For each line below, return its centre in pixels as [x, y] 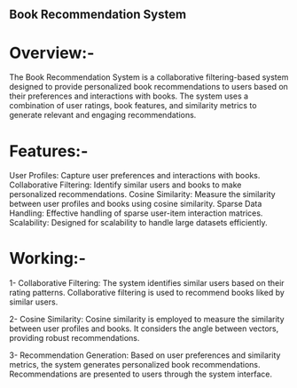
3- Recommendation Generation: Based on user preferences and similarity [145, 355]
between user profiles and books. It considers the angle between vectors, [144, 329]
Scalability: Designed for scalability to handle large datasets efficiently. [138, 223]
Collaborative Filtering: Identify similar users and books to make [125, 185]
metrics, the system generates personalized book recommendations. [135, 365]
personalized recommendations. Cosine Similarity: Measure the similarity [143, 194]
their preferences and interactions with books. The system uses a [129, 96]
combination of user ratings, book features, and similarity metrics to [133, 106]
